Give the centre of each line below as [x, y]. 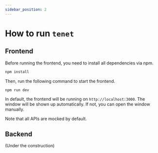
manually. [15, 109]
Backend [19, 134]
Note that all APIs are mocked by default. [46, 119]
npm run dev [17, 90]
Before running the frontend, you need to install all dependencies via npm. [79, 63]
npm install [17, 72]
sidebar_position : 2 [26, 9]
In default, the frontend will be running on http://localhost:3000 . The [75, 99]
